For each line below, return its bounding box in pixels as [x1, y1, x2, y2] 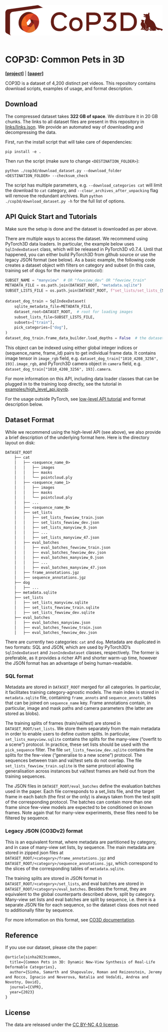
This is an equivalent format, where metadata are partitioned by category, [5, 839, 157, 845]
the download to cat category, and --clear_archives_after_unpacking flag [5, 187, 158, 193]
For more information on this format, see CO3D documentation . [5, 916, 136, 922]
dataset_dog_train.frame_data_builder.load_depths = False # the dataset [5, 336, 164, 341]
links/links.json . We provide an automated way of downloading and [5, 124, 143, 130]
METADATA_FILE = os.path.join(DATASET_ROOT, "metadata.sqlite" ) [5, 283, 142, 288]
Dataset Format [5, 416, 54, 424]
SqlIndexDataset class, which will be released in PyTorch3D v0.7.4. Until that [5, 246, 162, 252]
